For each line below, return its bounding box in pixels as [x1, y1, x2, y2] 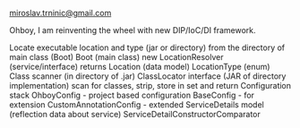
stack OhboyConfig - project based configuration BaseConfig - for [9, 90, 255, 100]
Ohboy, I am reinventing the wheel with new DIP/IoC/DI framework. [9, 25, 257, 35]
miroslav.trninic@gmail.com [9, 8, 112, 18]
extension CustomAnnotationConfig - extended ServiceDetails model [9, 99, 264, 110]
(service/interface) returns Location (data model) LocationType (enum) [9, 62, 270, 72]
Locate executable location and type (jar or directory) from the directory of [9, 42, 286, 53]
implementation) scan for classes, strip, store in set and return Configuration [9, 81, 292, 90]
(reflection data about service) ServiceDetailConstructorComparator [9, 109, 261, 119]
